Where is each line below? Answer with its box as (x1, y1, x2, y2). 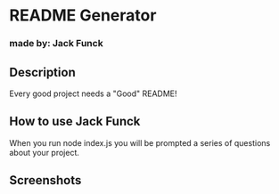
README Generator (9, 5, 157, 26)
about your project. (9, 147, 80, 158)
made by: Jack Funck (9, 37, 104, 50)
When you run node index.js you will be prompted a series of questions (9, 137, 271, 148)
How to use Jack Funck (9, 114, 141, 129)
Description (9, 64, 76, 80)
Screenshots (9, 173, 82, 188)
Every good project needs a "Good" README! (9, 88, 177, 99)
